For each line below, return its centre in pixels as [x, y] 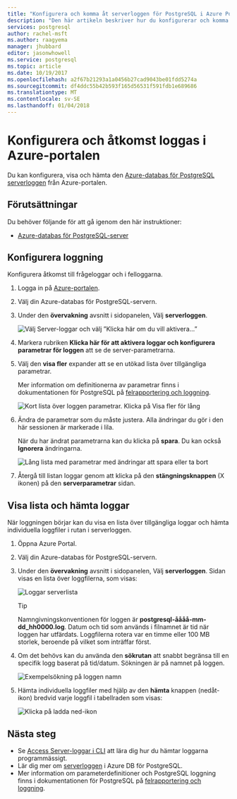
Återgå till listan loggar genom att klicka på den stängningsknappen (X [121, 476]
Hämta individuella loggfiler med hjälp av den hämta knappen [107, 690]
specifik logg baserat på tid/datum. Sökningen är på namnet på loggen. [121, 663]
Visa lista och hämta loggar [68, 505]
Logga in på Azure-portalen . [59, 288]
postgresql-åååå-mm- [173, 620]
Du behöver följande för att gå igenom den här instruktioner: [95, 221]
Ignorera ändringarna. [50, 449]
